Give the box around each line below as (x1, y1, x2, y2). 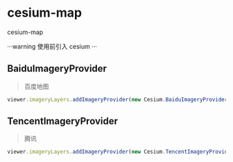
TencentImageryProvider (7, 115, 118, 127)
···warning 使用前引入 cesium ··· (7, 42, 97, 50)
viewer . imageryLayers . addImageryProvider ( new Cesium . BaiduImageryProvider (7, 96, 228, 103)
